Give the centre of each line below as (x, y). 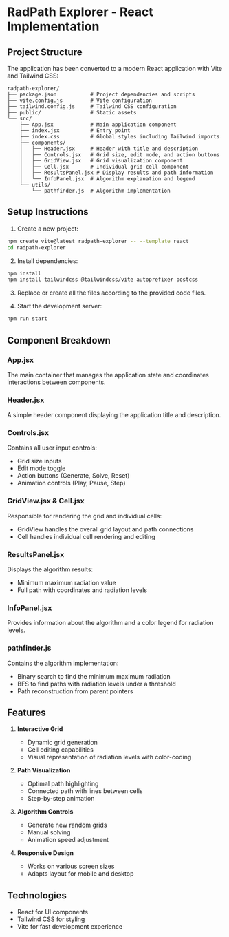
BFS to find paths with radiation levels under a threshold (97, 684)
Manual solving (49, 832)
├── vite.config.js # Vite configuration (80, 101)
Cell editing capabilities (61, 750)
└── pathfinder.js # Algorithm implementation (101, 191)
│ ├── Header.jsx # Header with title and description (109, 149)
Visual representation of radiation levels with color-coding (109, 757)
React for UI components (52, 912)
